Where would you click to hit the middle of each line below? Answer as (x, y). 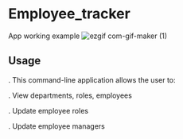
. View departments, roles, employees (70, 95)
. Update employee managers (56, 126)
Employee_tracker (70, 14)
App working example (44, 36)
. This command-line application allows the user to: (92, 79)
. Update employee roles (49, 110)
